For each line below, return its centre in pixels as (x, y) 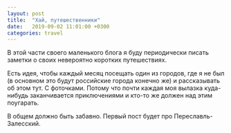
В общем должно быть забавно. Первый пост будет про (90, 116)
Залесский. (24, 124)
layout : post (26, 14)
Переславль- (193, 116)
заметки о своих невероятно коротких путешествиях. (87, 60)
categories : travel (35, 33)
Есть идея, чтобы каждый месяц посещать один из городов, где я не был (116, 73)
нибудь (18, 96)
